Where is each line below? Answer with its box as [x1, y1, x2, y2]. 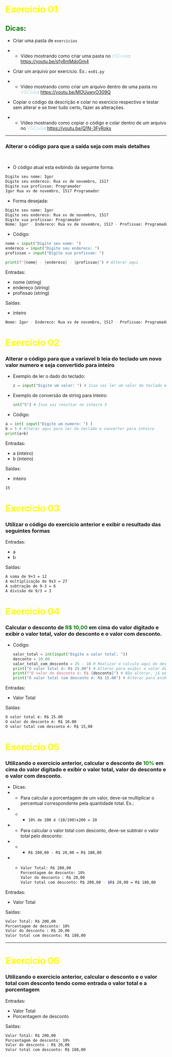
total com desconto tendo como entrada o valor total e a [5, 980, 147, 987]
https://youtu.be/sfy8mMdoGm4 [20, 58, 89, 64]
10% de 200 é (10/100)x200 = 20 [28, 817, 97, 823]
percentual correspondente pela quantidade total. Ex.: [20, 800, 134, 807]
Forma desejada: [12, 198, 49, 204]
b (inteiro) [12, 456, 34, 462]
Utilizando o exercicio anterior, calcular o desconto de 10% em [5, 759, 164, 766]
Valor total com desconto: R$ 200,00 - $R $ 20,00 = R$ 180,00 [20, 879, 156, 885]
